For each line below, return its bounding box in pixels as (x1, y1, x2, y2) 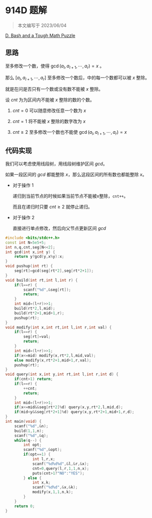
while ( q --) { (14, 437, 42, 443)
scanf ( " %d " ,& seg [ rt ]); (23, 287, 71, 292)
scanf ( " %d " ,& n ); (14, 423, 49, 428)
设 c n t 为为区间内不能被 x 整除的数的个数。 (5, 97, 95, 103)
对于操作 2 (12, 214, 35, 220)
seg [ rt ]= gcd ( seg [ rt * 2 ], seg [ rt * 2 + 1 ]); (14, 268, 94, 273)
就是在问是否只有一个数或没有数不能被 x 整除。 (5, 86, 104, 92)
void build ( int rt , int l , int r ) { (5, 277, 78, 283)
